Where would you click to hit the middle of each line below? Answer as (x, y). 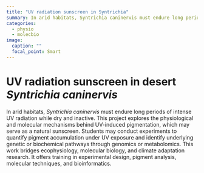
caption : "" (27, 46)
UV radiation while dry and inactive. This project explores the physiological (100, 118)
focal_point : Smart (36, 52)
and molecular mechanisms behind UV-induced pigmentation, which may (98, 124)
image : (15, 40)
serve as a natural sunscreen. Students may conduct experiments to (92, 131)
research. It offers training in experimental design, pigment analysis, (91, 157)
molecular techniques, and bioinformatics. (59, 163)
